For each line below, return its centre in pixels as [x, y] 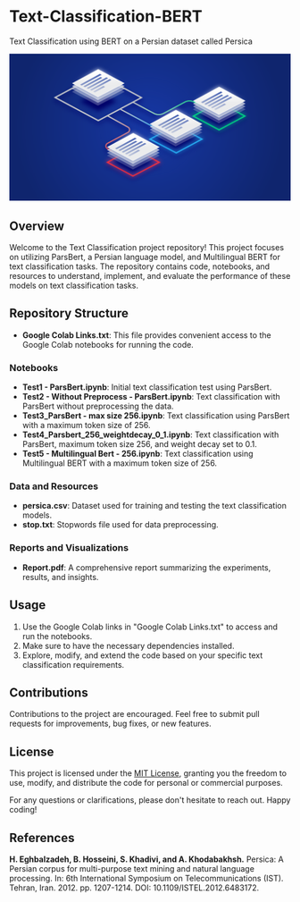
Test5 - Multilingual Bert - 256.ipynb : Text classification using [137, 454]
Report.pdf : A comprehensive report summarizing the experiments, [146, 567]
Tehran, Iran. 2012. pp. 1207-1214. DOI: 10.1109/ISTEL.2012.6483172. [134, 888]
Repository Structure [69, 313]
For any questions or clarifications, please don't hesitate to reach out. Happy [150, 800]
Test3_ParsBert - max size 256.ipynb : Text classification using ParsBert [156, 416]
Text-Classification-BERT [106, 17]
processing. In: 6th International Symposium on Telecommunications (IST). [146, 879]
